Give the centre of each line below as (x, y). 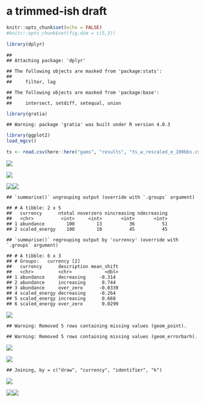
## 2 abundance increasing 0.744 (61, 283)
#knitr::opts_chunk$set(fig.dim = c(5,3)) (61, 33)
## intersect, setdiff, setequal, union (64, 103)
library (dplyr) (26, 44)
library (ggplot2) (28, 135)
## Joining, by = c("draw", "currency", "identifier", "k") (85, 370)
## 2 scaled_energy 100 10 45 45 (87, 230)
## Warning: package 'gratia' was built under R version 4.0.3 (88, 125)
